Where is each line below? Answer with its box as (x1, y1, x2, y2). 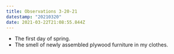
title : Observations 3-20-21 (6, 8, 78, 15)
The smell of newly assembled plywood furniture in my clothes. (14, 41, 169, 48)
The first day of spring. (14, 35, 71, 42)
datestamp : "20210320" (6, 14, 62, 20)
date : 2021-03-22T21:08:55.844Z (6, 19, 85, 25)
